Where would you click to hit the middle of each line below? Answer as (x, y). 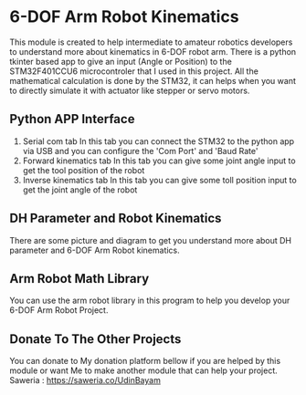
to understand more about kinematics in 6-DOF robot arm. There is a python (153, 51)
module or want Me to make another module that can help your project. (144, 370)
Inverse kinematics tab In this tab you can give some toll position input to (159, 180)
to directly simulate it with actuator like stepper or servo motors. (130, 90)
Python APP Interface (72, 119)
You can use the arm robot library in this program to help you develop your (150, 301)
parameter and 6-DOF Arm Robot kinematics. (95, 250)
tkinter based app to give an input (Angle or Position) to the (121, 61)
